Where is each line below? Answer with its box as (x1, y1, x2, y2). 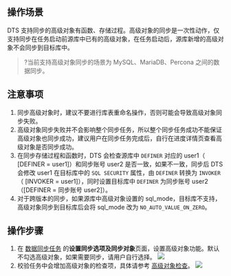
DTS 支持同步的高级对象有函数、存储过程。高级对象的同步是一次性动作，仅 (7, 26, 220, 34)
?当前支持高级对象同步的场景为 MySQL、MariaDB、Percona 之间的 (23, 58, 214, 66)
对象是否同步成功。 (23, 142, 78, 151)
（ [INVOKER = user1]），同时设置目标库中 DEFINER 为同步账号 (16, 177, 190, 185)
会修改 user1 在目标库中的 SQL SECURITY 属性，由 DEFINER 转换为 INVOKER (16, 168, 221, 177)
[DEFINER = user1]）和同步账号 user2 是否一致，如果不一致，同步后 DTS (16, 160, 223, 168)
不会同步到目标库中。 (12, 43, 74, 52)
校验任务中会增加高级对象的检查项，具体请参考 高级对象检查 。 (16, 262, 194, 270)
